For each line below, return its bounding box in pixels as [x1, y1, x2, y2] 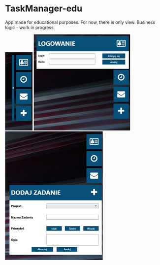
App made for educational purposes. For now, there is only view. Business [5, 19, 155, 25]
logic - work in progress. [5, 24, 55, 30]
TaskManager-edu [5, 3, 83, 14]
